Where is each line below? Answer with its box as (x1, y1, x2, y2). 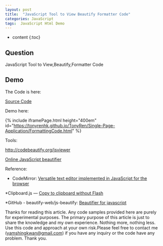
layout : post (5, 7, 32, 12)
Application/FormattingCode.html (5, 128, 73, 134)
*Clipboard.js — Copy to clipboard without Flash (5, 190, 104, 196)
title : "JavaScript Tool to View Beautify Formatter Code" (5, 12, 131, 17)
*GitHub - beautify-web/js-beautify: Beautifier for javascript (5, 199, 127, 205)
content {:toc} (12, 34, 41, 40)
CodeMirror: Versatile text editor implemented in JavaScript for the (12, 175, 147, 181)
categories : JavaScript (5, 16, 54, 21)
